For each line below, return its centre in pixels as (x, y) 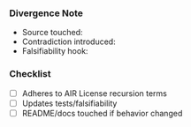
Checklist (30, 74)
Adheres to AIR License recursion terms (95, 93)
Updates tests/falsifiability (69, 103)
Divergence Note (46, 13)
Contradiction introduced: (69, 41)
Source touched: (52, 33)
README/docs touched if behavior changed (102, 113)
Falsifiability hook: (55, 51)
